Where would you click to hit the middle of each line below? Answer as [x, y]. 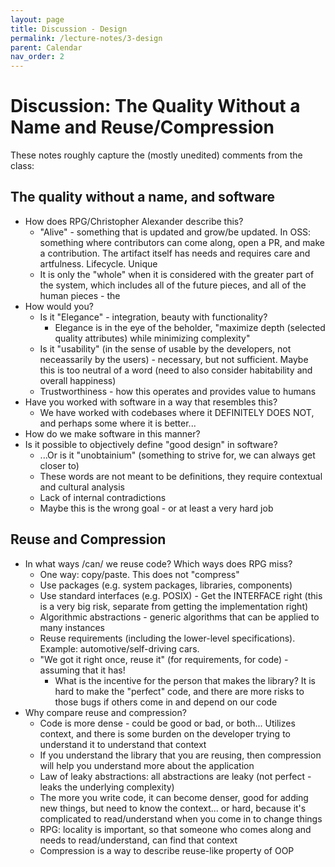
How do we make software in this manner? [112, 433]
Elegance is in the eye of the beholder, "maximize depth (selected [190, 327]
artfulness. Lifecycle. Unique [98, 263]
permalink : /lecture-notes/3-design [86, 38]
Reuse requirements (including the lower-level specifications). [167, 638]
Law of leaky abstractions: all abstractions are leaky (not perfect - [175, 776]
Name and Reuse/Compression [142, 127]
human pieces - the [80, 295]
